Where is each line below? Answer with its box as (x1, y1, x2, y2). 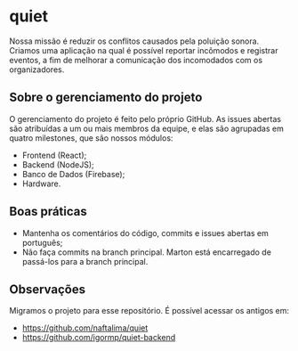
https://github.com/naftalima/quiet (21, 322, 149, 333)
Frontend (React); (21, 150, 87, 160)
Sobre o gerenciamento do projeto (9, 90, 203, 105)
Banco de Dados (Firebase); (21, 168, 125, 179)
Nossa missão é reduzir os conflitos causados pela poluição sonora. (9, 36, 260, 46)
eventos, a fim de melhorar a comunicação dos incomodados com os (9, 54, 263, 65)
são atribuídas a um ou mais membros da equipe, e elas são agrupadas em (9, 123, 285, 134)
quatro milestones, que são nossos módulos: (9, 132, 173, 143)
